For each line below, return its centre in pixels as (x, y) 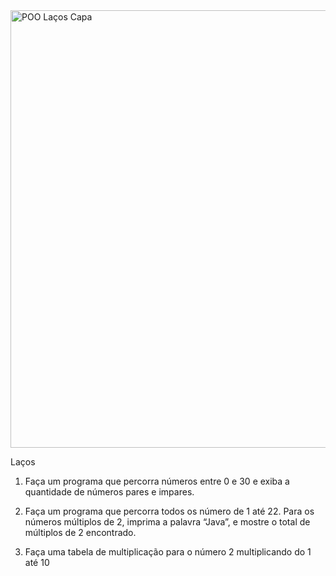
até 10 (37, 562)
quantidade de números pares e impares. (109, 492)
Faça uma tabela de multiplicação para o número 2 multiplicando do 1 (168, 552)
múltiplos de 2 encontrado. (80, 532)
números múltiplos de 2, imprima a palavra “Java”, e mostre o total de (167, 522)
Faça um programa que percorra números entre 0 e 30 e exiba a (157, 481)
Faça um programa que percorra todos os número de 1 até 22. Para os (169, 511)
